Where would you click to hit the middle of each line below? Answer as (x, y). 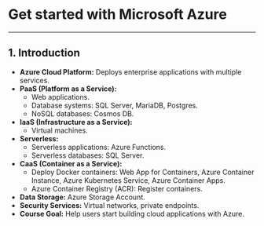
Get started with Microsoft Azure (118, 15)
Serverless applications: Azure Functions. (99, 147)
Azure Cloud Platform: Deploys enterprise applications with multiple (130, 71)
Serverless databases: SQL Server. (88, 155)
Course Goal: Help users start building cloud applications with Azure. (132, 213)
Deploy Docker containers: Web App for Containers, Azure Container (143, 172)
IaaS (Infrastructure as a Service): (76, 122)
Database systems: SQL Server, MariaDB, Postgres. (115, 105)
